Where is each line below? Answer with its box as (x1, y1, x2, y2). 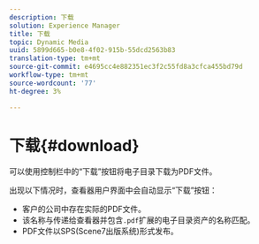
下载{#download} (9, 135, 140, 156)
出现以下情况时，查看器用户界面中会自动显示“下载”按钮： (9, 185, 218, 195)
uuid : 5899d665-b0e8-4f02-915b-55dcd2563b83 (9, 46, 176, 55)
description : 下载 (9, 12, 74, 22)
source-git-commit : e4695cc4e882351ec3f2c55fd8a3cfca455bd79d (9, 63, 243, 72)
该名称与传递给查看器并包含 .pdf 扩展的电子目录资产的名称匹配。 (21, 215, 255, 225)
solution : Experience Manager (9, 21, 121, 30)
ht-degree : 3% (9, 87, 62, 95)
